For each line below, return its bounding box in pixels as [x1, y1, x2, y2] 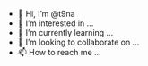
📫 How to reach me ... [17, 47, 101, 57]
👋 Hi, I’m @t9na [17, 9, 75, 19]
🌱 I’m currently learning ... [17, 28, 114, 37]
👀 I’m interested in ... [17, 18, 94, 29]
